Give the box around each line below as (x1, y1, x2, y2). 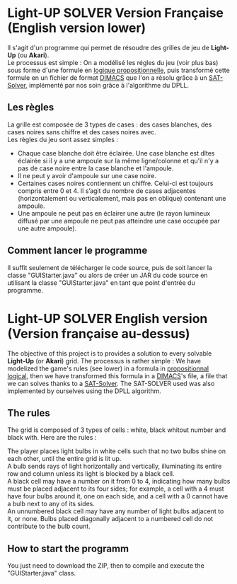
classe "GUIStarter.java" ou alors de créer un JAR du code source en (7, 271, 208, 279)
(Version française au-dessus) (7, 325, 190, 341)
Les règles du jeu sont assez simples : (7, 135, 118, 144)
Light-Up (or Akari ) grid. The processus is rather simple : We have (7, 356, 202, 365)
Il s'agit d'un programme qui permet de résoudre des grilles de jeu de (7, 43, 210, 52)
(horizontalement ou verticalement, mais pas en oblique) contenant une (17, 194, 226, 202)
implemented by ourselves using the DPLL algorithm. (7, 387, 161, 395)
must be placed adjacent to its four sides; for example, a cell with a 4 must (7, 484, 224, 493)
